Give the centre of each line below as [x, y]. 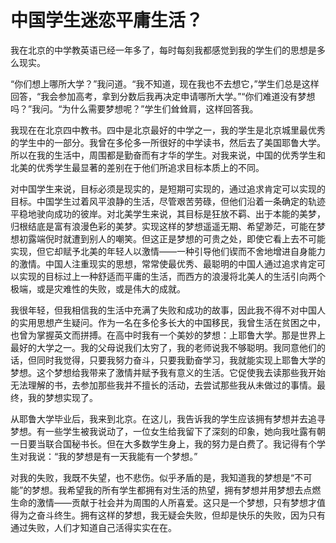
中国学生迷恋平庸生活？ [107, 20]
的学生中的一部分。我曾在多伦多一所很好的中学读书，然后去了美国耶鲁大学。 [168, 142]
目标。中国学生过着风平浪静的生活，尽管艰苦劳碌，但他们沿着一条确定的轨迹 [168, 201]
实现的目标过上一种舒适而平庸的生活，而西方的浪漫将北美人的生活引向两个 [172, 276]
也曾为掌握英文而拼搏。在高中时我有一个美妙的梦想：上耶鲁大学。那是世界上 [168, 335]
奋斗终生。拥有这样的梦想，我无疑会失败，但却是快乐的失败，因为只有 [181, 515]
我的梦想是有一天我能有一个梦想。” [128, 456]
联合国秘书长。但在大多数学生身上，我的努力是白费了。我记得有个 [180, 443]
